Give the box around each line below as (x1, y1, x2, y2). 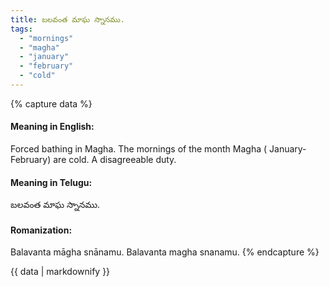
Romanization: (10, 224, 73, 236)
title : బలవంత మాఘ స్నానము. (10, 14, 125, 25)
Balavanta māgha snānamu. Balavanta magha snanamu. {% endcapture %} (10, 246, 320, 258)
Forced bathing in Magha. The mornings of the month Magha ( (10, 143, 268, 155)
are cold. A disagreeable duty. (53, 154, 177, 166)
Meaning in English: (10, 121, 95, 133)
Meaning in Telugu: (10, 176, 93, 188)
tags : (10, 24, 33, 34)
